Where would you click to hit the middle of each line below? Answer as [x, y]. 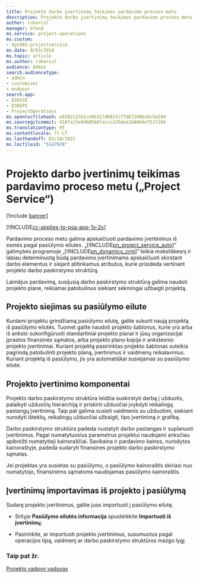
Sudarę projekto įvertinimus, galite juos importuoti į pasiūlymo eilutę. [90, 505]
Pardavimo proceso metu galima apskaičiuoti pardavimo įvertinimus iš [91, 238]
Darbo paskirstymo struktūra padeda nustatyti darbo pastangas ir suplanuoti [100, 429]
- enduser [18, 89]
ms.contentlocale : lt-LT [37, 133]
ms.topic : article [29, 56]
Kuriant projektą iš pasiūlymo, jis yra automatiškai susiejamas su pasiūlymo [98, 359]
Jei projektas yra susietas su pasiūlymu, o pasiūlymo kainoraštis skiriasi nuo [99, 466]
